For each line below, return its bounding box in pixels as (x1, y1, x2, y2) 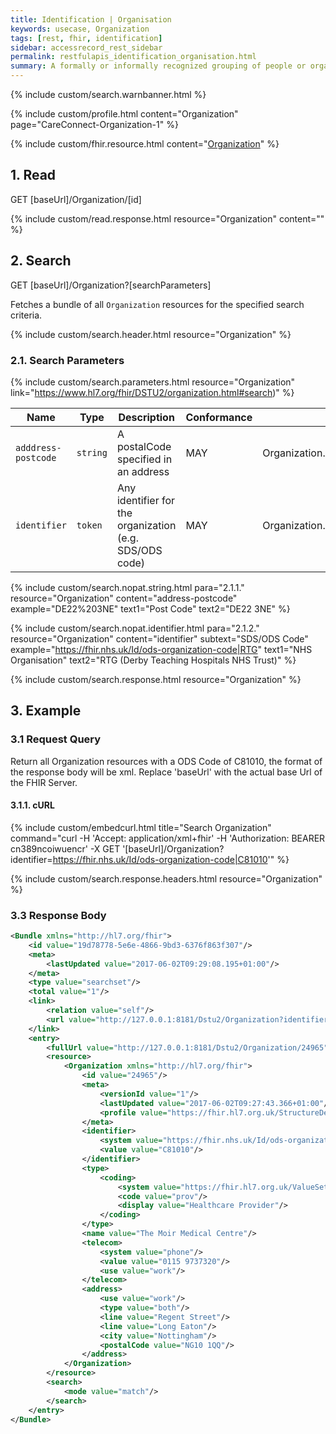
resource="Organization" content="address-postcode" (10, 592, 238, 604)
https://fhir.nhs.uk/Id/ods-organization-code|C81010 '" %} (52, 853, 290, 865)
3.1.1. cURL (10, 799, 55, 811)
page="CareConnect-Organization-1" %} (10, 119, 179, 130)
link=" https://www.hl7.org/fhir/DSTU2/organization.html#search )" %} (10, 386, 295, 398)
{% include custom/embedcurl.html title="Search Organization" (10, 821, 272, 833)
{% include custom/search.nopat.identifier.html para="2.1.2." (10, 622, 260, 634)
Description (118, 410, 175, 424)
